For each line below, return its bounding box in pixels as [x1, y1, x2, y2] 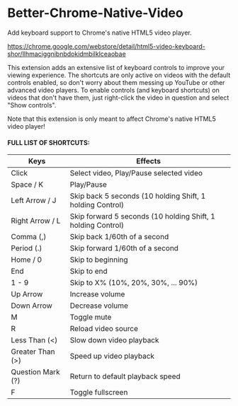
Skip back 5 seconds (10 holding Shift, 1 [69, 191, 206, 201]
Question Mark [11, 367, 60, 377]
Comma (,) [11, 232, 47, 242]
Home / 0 [11, 255, 42, 265]
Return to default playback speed [69, 371, 181, 381]
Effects [136, 156, 161, 166]
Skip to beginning [69, 255, 129, 265]
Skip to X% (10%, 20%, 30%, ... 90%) [69, 278, 198, 288]
